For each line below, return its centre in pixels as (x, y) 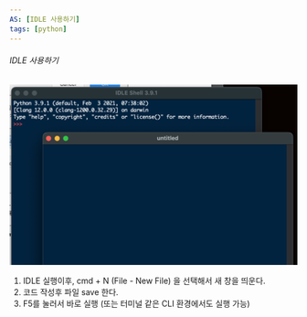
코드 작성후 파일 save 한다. (70, 292)
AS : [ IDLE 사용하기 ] (45, 19)
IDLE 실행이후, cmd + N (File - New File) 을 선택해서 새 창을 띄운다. (144, 281)
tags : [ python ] (38, 29)
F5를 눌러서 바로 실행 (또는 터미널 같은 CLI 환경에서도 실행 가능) (136, 304)
